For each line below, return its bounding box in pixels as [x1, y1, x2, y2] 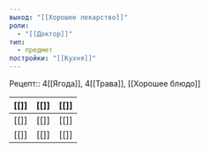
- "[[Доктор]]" [17, 29, 73, 38]
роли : [9, 21, 29, 30]
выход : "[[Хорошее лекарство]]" [9, 12, 128, 22]
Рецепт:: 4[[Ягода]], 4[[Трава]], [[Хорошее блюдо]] [9, 79, 201, 88]
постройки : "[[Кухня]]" [9, 54, 97, 63]
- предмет [17, 46, 53, 55]
